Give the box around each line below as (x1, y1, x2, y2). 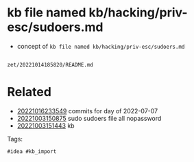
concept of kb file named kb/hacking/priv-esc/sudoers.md (16, 42, 185, 50)
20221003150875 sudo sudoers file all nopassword (16, 114, 162, 122)
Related (7, 84, 51, 100)
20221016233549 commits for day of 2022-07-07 (16, 106, 158, 115)
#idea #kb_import (7, 148, 57, 155)
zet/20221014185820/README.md (7, 61, 94, 68)
